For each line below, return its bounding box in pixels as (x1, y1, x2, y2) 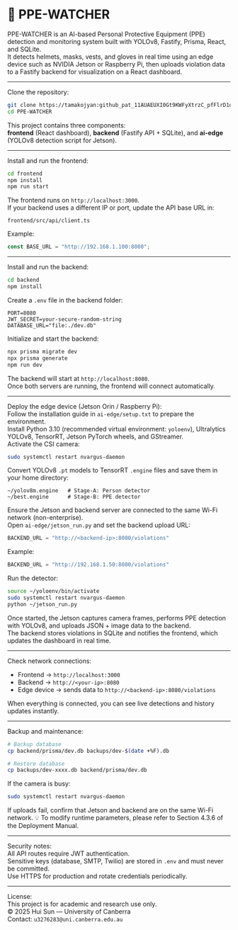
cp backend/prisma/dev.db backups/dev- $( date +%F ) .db (7, 747, 170, 754)
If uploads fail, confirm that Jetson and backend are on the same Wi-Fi (7, 806, 214, 815)
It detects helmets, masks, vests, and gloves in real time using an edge (7, 52, 214, 61)
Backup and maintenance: (7, 727, 84, 735)
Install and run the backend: (7, 263, 89, 271)
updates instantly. (7, 706, 59, 715)
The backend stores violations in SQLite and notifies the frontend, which (7, 628, 218, 637)
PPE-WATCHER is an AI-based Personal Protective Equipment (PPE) (7, 30, 205, 38)
